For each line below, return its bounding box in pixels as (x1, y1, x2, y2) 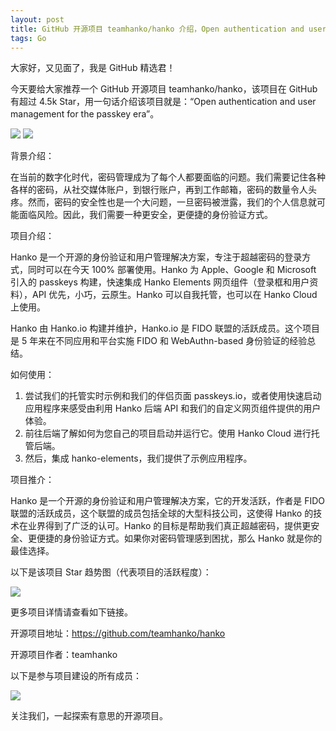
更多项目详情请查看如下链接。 (10, 606, 133, 618)
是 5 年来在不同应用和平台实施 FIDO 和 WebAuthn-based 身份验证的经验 (10, 335, 308, 347)
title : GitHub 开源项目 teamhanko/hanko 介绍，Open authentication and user (10, 24, 327, 34)
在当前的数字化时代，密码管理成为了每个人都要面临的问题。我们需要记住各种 (10, 171, 326, 183)
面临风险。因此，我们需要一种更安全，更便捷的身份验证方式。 (18, 209, 273, 221)
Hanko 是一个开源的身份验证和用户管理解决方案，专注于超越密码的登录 (10, 251, 303, 263)
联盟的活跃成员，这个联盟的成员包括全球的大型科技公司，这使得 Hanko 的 (10, 507, 314, 520)
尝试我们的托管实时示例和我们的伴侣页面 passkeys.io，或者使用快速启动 (24, 390, 322, 402)
